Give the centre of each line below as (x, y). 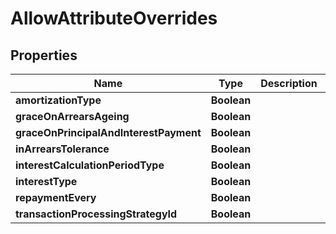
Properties (44, 55)
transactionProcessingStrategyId (96, 214)
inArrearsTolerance (62, 149)
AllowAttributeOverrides (114, 18)
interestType (46, 181)
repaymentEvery (56, 197)
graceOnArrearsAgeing (72, 116)
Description (289, 83)
